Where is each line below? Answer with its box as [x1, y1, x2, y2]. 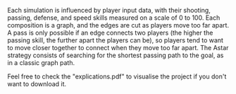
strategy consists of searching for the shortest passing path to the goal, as [7, 51, 224, 59]
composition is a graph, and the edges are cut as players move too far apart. [7, 21, 230, 29]
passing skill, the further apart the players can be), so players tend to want [7, 36, 224, 45]
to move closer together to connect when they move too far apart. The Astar [7, 44, 229, 52]
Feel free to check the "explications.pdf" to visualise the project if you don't [7, 72, 227, 81]
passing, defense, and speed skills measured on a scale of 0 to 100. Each [7, 13, 221, 22]
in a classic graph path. [7, 59, 75, 66]
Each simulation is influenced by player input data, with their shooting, [7, 6, 211, 14]
